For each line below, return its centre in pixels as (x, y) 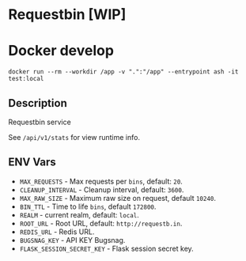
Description (38, 103)
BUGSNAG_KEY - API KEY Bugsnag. (72, 240)
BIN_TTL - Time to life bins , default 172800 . (88, 206)
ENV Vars (32, 163)
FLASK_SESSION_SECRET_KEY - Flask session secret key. (106, 248)
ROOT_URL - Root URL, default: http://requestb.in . (101, 223)
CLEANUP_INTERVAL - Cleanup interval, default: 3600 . (102, 189)
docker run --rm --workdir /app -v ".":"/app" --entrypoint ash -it (123, 72)
